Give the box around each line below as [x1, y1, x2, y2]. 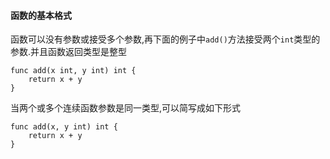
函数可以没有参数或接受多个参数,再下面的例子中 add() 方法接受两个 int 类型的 [10, 33, 321, 45]
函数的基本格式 [10, 9, 72, 21]
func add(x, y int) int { [10, 122, 118, 132]
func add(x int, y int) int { [10, 66, 137, 76]
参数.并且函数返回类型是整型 [10, 46, 128, 58]
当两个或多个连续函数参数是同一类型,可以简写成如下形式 [10, 102, 242, 114]
